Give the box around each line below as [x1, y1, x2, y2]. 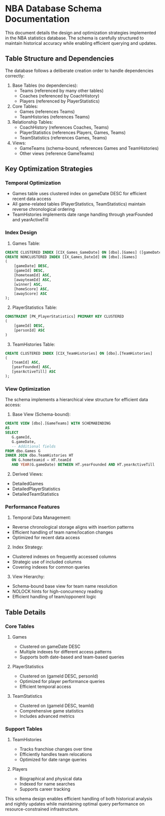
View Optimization [5, 385, 51, 392]
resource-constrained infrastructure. [5, 806, 80, 812]
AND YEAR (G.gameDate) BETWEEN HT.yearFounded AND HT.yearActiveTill [11, 462, 155, 467]
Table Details [5, 608, 46, 616]
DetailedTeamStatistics [12, 491, 59, 497]
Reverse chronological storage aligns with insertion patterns [12, 524, 134, 530]
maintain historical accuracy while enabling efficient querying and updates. [5, 40, 157, 46]
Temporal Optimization [5, 179, 61, 186]
